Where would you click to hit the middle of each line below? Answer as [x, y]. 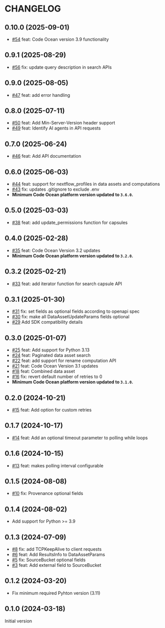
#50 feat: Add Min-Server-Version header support [63, 123]
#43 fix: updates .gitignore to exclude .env [55, 189]
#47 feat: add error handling [41, 95]
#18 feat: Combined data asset [43, 371]
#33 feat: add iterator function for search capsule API [67, 284]
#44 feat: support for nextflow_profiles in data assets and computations [86, 184]
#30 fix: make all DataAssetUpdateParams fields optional [70, 317]
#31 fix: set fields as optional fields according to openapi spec [76, 311]
